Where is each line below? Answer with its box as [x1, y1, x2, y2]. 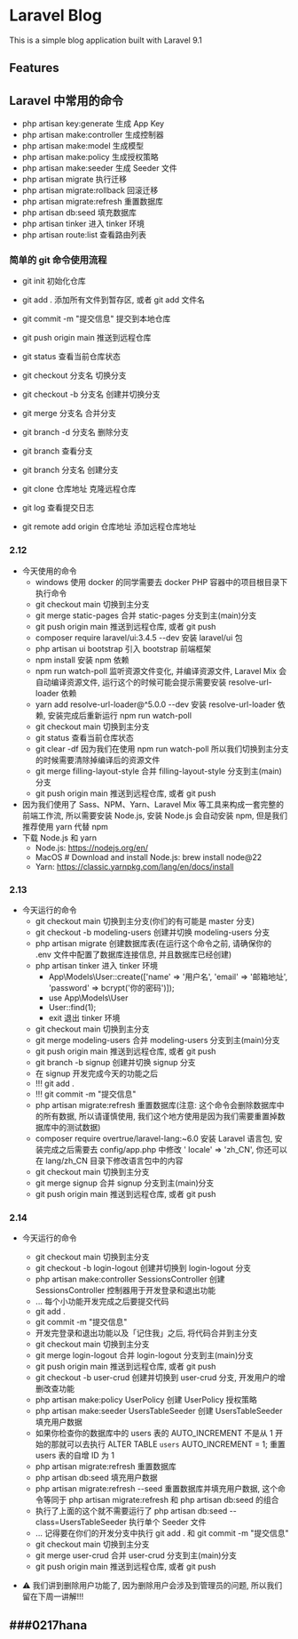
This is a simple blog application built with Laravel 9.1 [9, 35, 202, 45]
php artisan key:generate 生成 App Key [21, 118, 165, 129]
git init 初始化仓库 [21, 276, 86, 286]
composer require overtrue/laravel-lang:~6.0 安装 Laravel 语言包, [35, 1133, 273, 1144]
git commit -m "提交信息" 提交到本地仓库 [21, 313, 171, 325]
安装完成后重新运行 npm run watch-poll [47, 710, 192, 720]
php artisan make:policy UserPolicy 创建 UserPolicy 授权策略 [35, 1394, 257, 1405]
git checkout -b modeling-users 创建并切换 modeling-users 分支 [35, 927, 271, 938]
